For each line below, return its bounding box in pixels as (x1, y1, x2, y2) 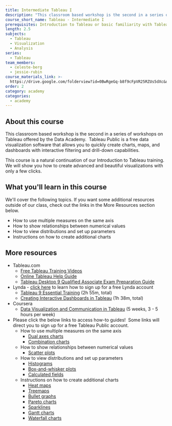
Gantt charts (28, 409, 55, 416)
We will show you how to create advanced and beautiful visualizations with (5, 163, 163, 169)
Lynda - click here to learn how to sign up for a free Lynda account (12, 284, 154, 290)
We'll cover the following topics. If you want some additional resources (5, 196, 155, 203)
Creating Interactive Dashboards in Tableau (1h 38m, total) (20, 295, 143, 301)
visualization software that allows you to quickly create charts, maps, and (5, 142, 160, 148)
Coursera (12, 300, 33, 306)
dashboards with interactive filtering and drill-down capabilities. (5, 147, 140, 153)
